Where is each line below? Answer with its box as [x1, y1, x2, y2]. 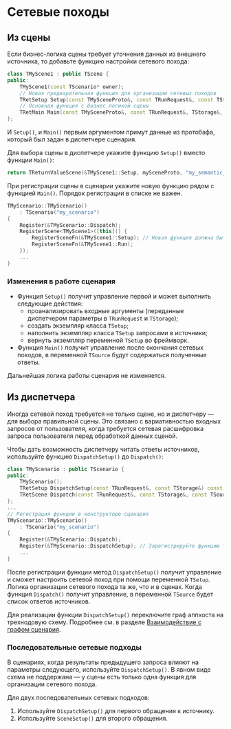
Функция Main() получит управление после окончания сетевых [16, 343, 204, 352]
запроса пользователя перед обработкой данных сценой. [7, 432, 178, 440]
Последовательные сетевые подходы [7, 642, 142, 652]
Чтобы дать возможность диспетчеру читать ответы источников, [7, 445, 200, 453]
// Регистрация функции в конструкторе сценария [7, 510, 149, 517]
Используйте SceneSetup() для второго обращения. [16, 715, 168, 723]
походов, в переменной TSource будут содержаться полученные [16, 350, 208, 359]
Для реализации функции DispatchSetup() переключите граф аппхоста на [7, 610, 224, 619]
